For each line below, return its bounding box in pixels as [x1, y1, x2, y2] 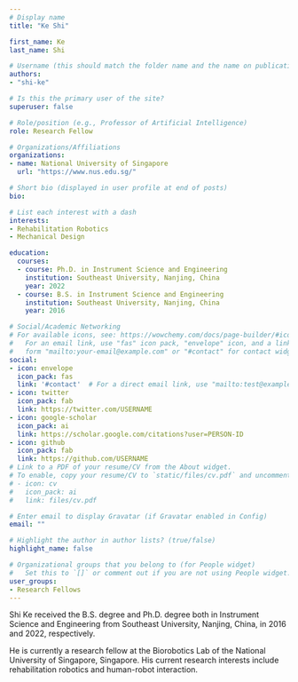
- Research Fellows [9, 585, 82, 594]
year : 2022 [25, 282, 66, 290]
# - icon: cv [9, 479, 58, 488]
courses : [17, 257, 50, 266]
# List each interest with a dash [9, 208, 137, 217]
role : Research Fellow [9, 126, 93, 136]
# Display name [9, 12, 66, 22]
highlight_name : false [9, 544, 93, 553]
